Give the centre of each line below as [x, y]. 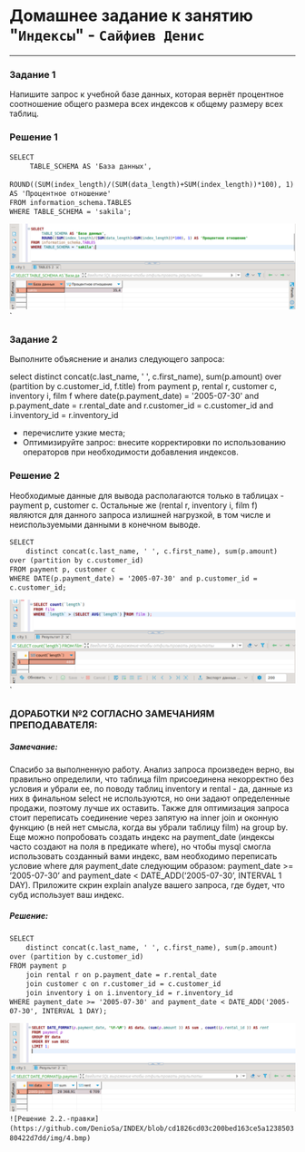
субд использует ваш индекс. [67, 895]
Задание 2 [34, 339]
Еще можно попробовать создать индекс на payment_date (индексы [142, 837]
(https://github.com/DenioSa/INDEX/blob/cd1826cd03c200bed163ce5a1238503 [152, 1128]
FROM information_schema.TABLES [70, 202]
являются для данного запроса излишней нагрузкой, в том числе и [140, 514]
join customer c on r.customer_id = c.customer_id [123, 984]
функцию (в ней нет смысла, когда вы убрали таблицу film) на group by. [149, 827]
